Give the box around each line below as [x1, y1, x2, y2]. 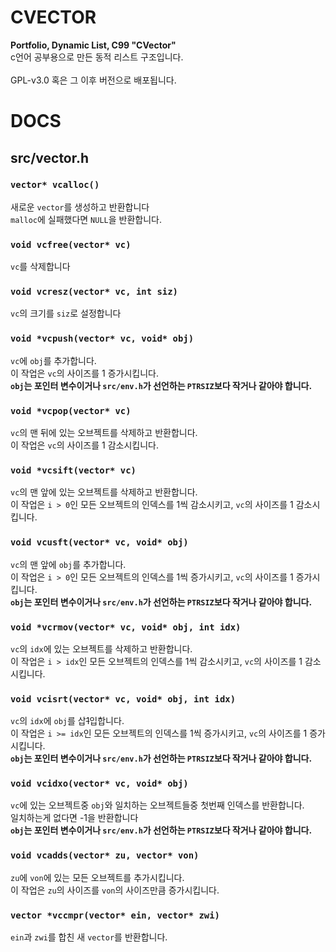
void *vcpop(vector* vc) [10, 405, 132, 416]
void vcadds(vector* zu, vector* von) [10, 850, 200, 861]
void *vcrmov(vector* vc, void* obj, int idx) [10, 621, 242, 633]
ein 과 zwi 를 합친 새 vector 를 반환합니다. [10, 931, 168, 943]
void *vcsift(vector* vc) [10, 464, 137, 476]
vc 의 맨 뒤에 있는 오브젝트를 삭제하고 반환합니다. [10, 427, 198, 438]
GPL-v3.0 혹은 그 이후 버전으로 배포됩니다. [10, 74, 177, 86]
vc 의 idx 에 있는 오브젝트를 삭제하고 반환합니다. [10, 642, 193, 655]
